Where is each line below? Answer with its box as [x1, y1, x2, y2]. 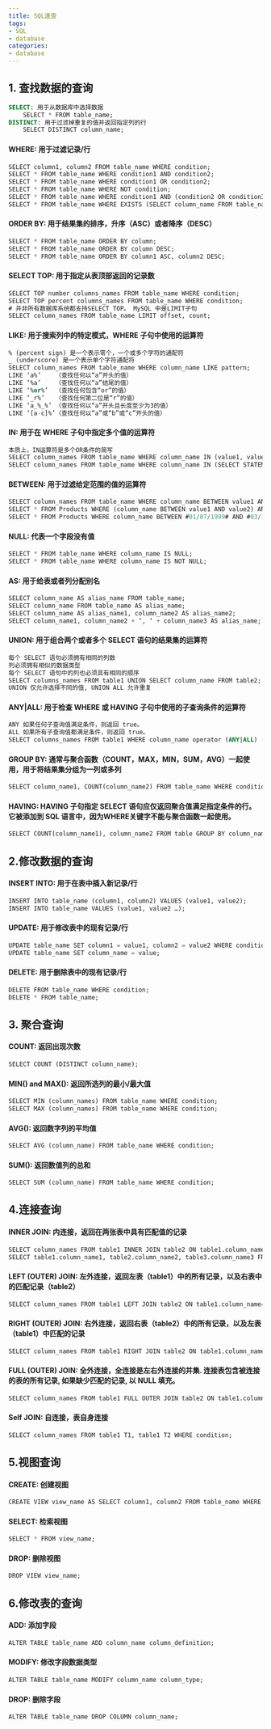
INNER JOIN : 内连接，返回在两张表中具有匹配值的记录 [8, 1227, 187, 1237]
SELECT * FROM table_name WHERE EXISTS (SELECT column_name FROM [8, 200, 232, 209]
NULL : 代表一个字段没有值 [8, 531, 95, 541]
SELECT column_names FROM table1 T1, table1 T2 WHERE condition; [8, 1431, 232, 1439]
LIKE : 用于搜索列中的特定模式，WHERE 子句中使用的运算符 [8, 330, 204, 340]
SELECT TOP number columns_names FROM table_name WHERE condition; [8, 289, 240, 298]
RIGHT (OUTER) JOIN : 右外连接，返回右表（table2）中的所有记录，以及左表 [8, 1319, 262, 1329]
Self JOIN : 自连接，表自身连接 [8, 1413, 109, 1423]
